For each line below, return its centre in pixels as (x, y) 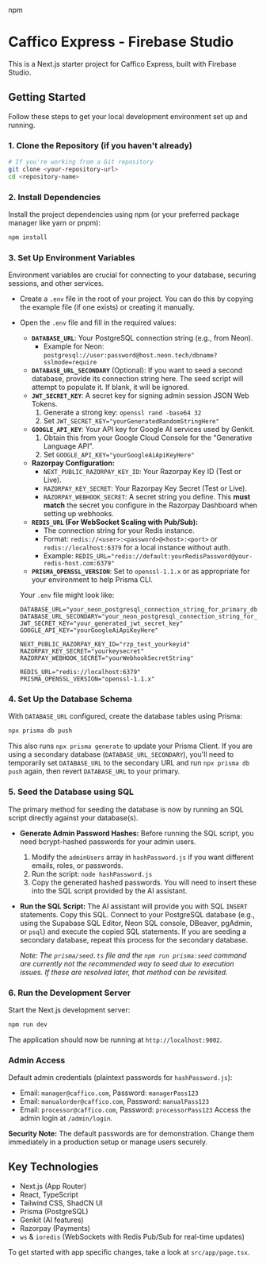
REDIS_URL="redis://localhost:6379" (80, 673)
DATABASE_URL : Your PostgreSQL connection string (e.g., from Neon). (142, 338)
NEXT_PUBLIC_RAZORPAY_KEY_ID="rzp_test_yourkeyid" (105, 645)
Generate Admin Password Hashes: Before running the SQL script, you (137, 833)
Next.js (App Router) (53, 1186)
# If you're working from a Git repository (81, 162)
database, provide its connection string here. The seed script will (137, 379)
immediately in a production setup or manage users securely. (108, 1142)
